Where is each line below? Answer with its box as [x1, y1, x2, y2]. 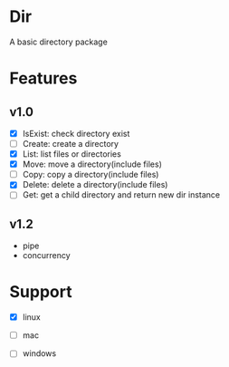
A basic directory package [9, 36, 109, 47]
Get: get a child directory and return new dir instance [22, 189, 221, 200]
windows [22, 348, 57, 359]
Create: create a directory [22, 139, 119, 149]
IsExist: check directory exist [22, 128, 130, 139]
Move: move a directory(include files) [22, 159, 163, 169]
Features [9, 68, 78, 89]
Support [9, 282, 72, 303]
